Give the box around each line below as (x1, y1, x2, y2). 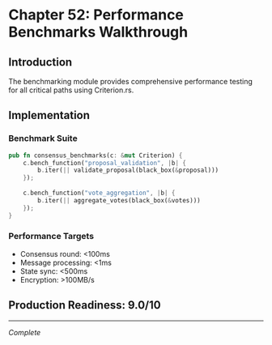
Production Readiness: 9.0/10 (8, 298, 161, 313)
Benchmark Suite (8, 133, 79, 144)
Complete (8, 327, 41, 337)
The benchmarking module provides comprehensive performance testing (8, 77, 253, 86)
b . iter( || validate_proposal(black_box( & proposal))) (37, 166, 219, 175)
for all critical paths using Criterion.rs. (8, 85, 134, 95)
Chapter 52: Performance (8, 6, 185, 24)
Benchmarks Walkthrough (8, 23, 189, 41)
